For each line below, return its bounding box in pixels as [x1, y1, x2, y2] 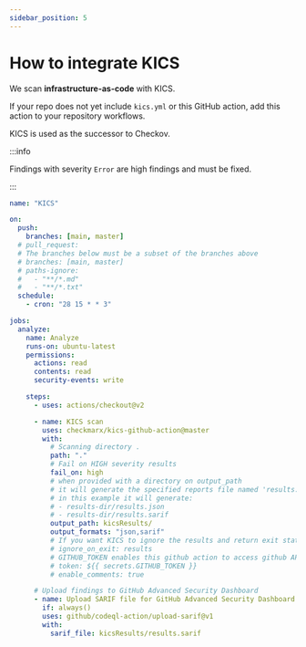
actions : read [33, 359, 88, 368]
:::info [9, 145, 31, 156]
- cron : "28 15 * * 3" [25, 300, 112, 309]
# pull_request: [17, 241, 79, 250]
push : [17, 224, 39, 233]
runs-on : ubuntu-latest [25, 341, 117, 351]
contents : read [33, 367, 92, 377]
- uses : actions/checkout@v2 [33, 401, 145, 410]
